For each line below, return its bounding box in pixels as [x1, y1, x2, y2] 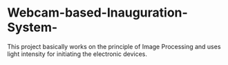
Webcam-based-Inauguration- [7, 5, 188, 21]
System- [7, 19, 58, 35]
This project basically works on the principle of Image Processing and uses [7, 42, 221, 50]
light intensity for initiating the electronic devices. [7, 50, 147, 58]
